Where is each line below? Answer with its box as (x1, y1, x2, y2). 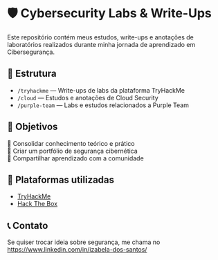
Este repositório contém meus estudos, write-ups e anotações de (7, 32, 194, 41)
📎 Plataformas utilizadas (7, 174, 115, 185)
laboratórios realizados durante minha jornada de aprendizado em (7, 40, 196, 48)
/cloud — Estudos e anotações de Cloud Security (17, 93, 159, 102)
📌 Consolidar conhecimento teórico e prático (7, 139, 135, 147)
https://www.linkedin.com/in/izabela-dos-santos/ (7, 245, 147, 254)
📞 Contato (7, 219, 48, 232)
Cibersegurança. (7, 48, 55, 56)
